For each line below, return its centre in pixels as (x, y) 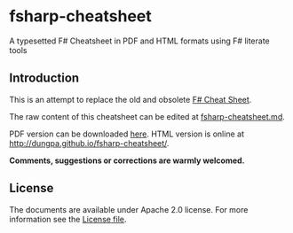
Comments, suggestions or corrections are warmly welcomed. (127, 160)
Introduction (44, 78)
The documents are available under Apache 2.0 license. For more (129, 209)
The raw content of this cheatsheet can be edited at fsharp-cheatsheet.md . (147, 116)
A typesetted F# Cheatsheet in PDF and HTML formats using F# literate (140, 41)
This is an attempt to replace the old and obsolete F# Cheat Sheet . (131, 99)
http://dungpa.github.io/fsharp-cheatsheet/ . (89, 143)
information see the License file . (68, 219)
